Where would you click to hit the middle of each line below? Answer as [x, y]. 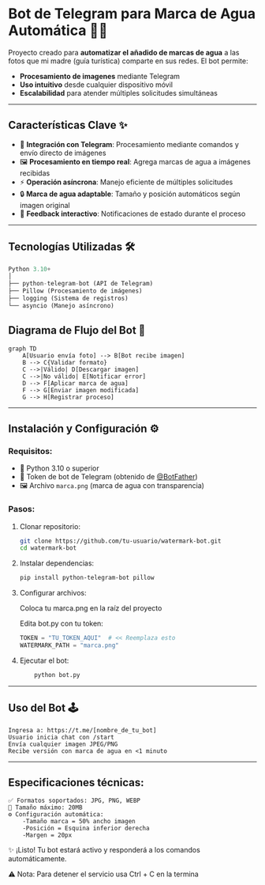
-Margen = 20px [47, 835]
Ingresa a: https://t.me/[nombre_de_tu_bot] [82, 730]
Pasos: [22, 509]
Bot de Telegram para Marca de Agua [132, 14]
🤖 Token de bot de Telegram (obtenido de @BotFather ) [109, 477]
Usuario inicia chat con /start [61, 737]
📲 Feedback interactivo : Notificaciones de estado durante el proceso [132, 214]
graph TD [22, 349]
